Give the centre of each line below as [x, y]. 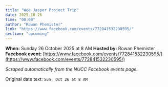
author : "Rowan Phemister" [34, 24]
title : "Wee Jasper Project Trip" [42, 10]
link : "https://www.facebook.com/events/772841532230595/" [70, 29]
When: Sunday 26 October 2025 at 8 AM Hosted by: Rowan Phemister [80, 48]
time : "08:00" [20, 19]
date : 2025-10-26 [24, 15]
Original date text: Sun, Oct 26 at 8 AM [47, 79]
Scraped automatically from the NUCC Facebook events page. [72, 69]
